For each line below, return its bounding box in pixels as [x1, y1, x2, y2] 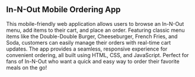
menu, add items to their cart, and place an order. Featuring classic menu [6, 26, 185, 34]
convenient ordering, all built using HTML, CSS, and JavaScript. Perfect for [6, 51, 189, 58]
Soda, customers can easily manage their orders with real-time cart [6, 39, 171, 46]
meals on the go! [6, 64, 47, 71]
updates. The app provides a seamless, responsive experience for [6, 45, 168, 52]
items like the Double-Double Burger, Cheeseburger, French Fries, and [6, 32, 178, 40]
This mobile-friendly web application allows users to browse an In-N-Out [6, 20, 184, 27]
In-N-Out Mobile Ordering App [6, 5, 121, 15]
